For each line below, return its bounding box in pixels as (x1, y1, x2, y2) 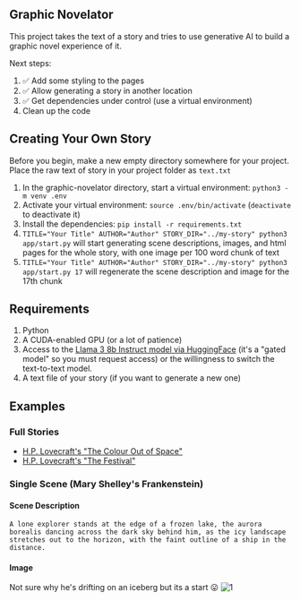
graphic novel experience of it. (9, 40, 123, 51)
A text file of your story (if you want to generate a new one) (21, 373, 242, 383)
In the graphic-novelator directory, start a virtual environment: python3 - (21, 182, 289, 193)
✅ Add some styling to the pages (21, 75, 145, 86)
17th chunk (21, 275, 63, 286)
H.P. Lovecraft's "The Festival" (21, 456, 136, 467)
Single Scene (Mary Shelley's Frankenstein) (9, 478, 204, 491)
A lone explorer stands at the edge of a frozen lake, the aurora (9, 519, 262, 529)
